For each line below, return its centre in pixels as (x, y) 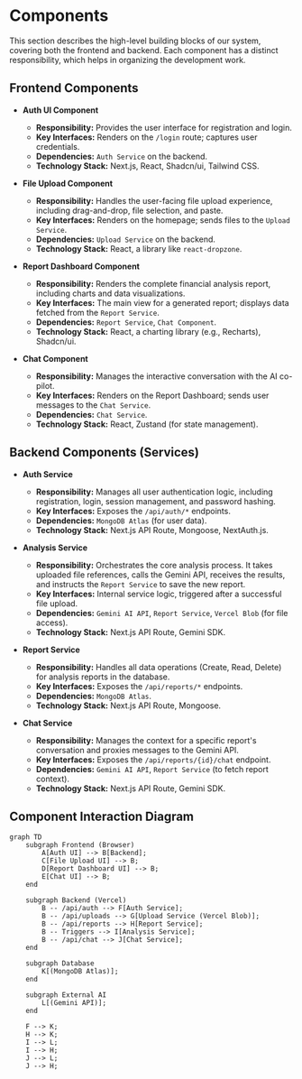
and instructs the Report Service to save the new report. (141, 584)
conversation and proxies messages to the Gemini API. (137, 750)
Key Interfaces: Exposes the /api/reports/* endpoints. (139, 686)
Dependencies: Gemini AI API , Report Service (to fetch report (152, 769)
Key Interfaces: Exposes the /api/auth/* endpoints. (133, 511)
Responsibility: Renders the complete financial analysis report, (153, 283)
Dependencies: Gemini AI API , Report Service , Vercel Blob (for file (162, 613)
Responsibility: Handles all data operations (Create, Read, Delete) (159, 667)
